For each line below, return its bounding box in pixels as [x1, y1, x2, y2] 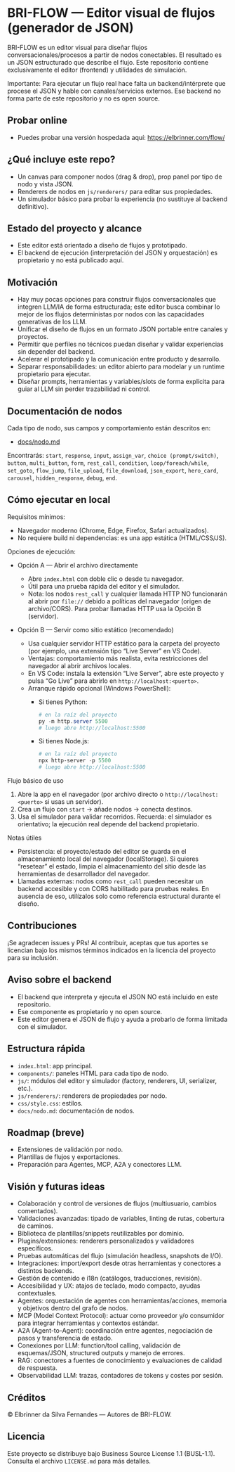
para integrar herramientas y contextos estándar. [17, 1319, 159, 1327]
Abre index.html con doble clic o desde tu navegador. [27, 575, 184, 583]
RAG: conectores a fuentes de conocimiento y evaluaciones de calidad [17, 1356, 222, 1365]
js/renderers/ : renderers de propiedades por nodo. [17, 1092, 167, 1100]
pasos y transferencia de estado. [17, 1334, 113, 1343]
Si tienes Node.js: [38, 737, 90, 745]
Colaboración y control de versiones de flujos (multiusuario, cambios [17, 1199, 217, 1208]
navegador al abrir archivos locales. [27, 661, 132, 670]
